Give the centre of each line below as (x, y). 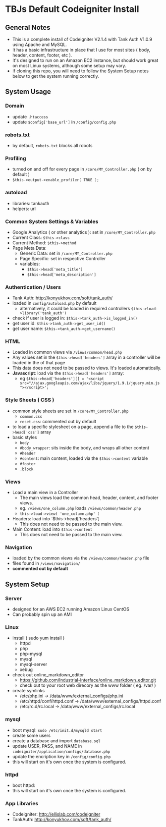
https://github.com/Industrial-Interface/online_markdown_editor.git (88, 680)
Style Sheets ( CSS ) (30, 400)
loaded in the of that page (39, 363)
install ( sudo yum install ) (38, 638)
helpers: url (24, 209)
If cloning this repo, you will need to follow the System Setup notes (80, 71)
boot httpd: (24, 785)
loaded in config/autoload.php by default (54, 303)
